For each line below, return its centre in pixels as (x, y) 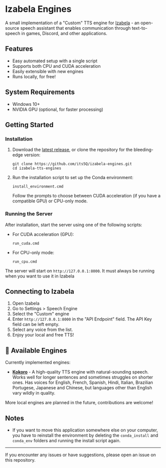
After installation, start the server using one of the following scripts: (74, 225)
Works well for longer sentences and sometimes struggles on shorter (83, 377)
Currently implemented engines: (38, 363)
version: (32, 155)
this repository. (21, 460)
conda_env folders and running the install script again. (66, 440)
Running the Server (29, 214)
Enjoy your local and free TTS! (43, 335)
